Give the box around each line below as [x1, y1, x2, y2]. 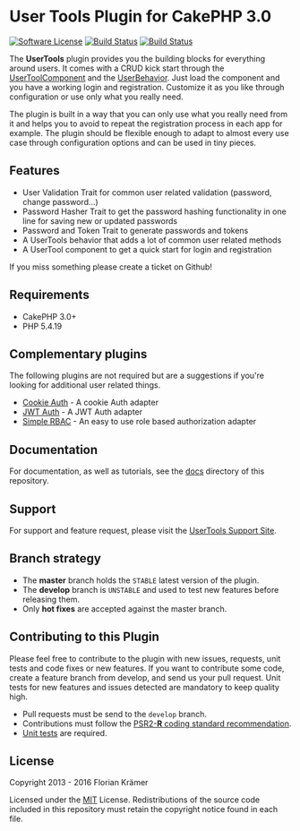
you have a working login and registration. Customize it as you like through [9, 81, 285, 92]
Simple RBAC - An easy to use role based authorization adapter [21, 416, 257, 427]
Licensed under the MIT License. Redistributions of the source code [9, 794, 261, 805]
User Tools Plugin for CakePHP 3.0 [9, 6, 271, 27]
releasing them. [21, 594, 81, 604]
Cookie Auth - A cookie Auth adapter [21, 397, 159, 408]
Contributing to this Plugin [9, 630, 159, 645]
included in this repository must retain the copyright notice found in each [9, 804, 279, 815]
